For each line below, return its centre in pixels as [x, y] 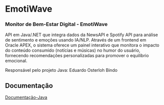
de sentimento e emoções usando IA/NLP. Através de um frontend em [76, 40]
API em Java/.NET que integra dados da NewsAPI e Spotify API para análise [82, 35]
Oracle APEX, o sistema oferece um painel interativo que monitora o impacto [82, 45]
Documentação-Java [26, 97]
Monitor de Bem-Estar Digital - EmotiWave [56, 24]
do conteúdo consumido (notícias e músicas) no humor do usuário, [73, 50]
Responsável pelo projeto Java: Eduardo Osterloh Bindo [61, 70]
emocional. [16, 61]
